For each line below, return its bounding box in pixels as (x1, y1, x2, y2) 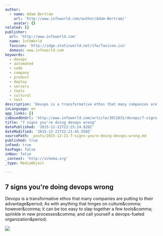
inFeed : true (5, 143, 32, 148)
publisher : (5, 30, 27, 34)
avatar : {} (14, 20, 36, 26)
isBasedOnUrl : (5, 115, 34, 120)
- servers (9, 84, 29, 89)
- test (9, 98, 23, 102)
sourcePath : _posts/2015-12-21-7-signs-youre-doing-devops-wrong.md (5, 134, 147, 138)
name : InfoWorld (9, 39, 42, 44)
